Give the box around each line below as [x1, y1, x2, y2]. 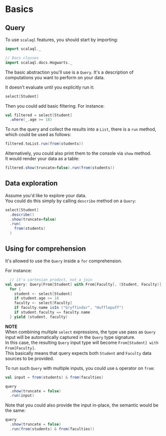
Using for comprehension [5, 244, 86, 253]
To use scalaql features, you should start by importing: [5, 37, 118, 43]
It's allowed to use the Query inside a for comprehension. [5, 258, 122, 264]
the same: [5, 407, 26, 413]
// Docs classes [5, 55, 39, 61]
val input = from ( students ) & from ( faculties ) [5, 374, 104, 380]
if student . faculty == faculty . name [14, 310, 91, 315]
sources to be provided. [5, 355, 54, 361]
